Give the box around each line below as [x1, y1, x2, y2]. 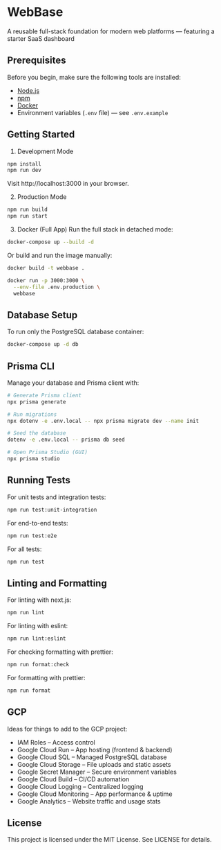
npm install [7, 160, 41, 167]
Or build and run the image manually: [7, 251, 113, 259]
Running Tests [7, 474, 70, 486]
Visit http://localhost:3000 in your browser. [7, 180, 129, 188]
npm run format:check [7, 661, 70, 668]
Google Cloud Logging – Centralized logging [17, 782, 144, 790]
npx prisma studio [7, 456, 60, 462]
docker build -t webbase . [7, 264, 85, 271]
